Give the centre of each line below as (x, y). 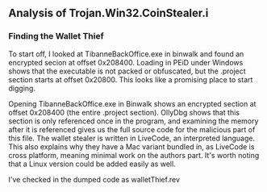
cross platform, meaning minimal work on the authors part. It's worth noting (134, 155)
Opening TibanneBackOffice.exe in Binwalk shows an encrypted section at (132, 103)
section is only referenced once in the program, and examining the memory (133, 121)
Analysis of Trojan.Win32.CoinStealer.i (108, 13)
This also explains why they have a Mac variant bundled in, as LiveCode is (131, 146)
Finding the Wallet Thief (56, 36)
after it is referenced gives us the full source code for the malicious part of (132, 129)
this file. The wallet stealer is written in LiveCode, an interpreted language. (132, 138)
